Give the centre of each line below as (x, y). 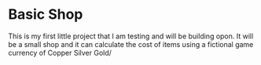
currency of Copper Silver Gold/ (60, 52)
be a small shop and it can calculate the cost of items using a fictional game (131, 44)
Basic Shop (46, 14)
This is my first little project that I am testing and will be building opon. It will (131, 36)
